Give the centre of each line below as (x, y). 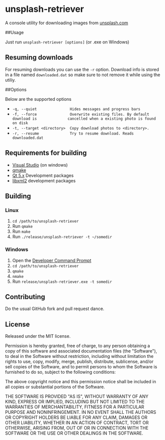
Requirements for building (46, 153)
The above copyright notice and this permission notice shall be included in (81, 382)
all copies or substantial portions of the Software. (55, 387)
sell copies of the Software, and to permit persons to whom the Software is (81, 367)
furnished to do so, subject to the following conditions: (60, 372)
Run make (21, 231)
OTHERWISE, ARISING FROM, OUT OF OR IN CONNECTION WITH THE (77, 428)
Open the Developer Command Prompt (52, 260)
